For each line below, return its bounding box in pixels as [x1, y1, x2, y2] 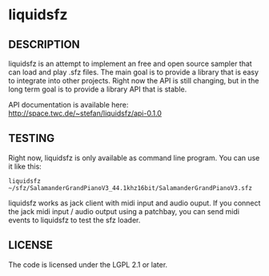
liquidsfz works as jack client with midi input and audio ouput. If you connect [8, 198, 261, 208]
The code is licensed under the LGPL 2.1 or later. [8, 259, 168, 270]
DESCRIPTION [8, 38, 80, 51]
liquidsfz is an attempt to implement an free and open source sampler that [8, 59, 252, 68]
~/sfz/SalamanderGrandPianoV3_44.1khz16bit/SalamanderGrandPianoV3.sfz [8, 184, 252, 192]
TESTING [8, 132, 55, 145]
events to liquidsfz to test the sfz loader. [8, 215, 141, 225]
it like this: [8, 161, 42, 171]
